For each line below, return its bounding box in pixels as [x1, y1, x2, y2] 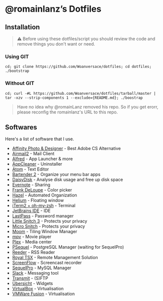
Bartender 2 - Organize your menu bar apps [12, 172, 101, 177]
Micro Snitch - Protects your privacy [12, 223, 85, 229]
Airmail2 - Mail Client [12, 150, 55, 157]
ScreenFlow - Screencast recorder [12, 260, 82, 266]
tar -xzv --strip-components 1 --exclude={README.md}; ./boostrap [5, 95, 143, 100]
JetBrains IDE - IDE [12, 208, 51, 214]
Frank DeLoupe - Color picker [12, 187, 72, 193]
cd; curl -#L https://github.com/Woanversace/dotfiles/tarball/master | [5, 91, 156, 96]
